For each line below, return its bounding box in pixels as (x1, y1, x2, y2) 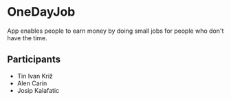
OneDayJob (7, 4, 76, 20)
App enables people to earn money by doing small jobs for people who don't (7, 27, 224, 35)
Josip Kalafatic (16, 86, 60, 94)
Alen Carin (16, 79, 47, 87)
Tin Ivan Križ (16, 72, 54, 80)
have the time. (7, 33, 48, 42)
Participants (7, 54, 60, 66)
